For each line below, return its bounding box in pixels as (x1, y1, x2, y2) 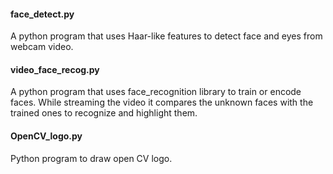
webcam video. (10, 41, 74, 53)
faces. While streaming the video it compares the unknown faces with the (10, 96, 314, 109)
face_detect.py (10, 8, 75, 20)
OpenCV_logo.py (10, 130, 83, 142)
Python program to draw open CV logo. (10, 152, 173, 164)
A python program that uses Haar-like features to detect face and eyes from (10, 30, 323, 42)
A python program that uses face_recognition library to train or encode (10, 86, 302, 98)
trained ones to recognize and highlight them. (10, 107, 198, 119)
